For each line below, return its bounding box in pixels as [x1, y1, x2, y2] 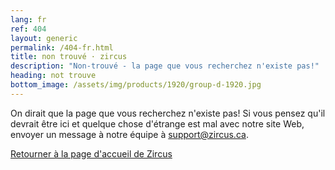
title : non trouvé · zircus [10, 52, 128, 62]
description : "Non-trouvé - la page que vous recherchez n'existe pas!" [10, 61, 320, 71]
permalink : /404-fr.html [10, 42, 114, 53]
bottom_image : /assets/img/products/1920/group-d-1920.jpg [10, 80, 262, 90]
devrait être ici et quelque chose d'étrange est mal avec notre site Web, [10, 117, 305, 130]
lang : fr [10, 14, 47, 25]
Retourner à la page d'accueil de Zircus [10, 147, 173, 160]
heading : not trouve [10, 71, 97, 81]
